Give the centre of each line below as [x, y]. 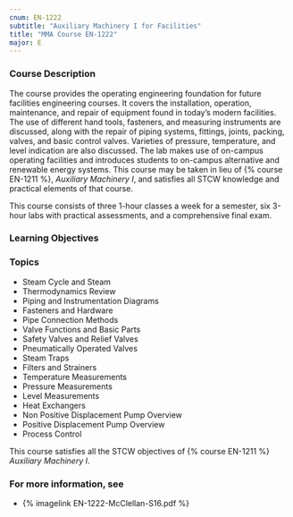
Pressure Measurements [67, 386]
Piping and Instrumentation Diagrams [90, 301]
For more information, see [67, 484]
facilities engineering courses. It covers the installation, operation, [130, 103]
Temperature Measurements [75, 377]
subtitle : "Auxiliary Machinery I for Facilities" [105, 26]
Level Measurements [61, 395]
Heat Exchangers [54, 405]
